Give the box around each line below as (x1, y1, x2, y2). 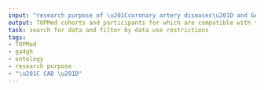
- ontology (8, 56, 44, 63)
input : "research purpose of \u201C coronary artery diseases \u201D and (8, 11, 247, 20)
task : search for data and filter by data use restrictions (8, 26, 210, 34)
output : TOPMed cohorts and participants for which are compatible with (8, 19, 251, 27)
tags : (8, 33, 26, 41)
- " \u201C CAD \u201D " (8, 70, 82, 77)
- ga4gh (8, 48, 34, 56)
